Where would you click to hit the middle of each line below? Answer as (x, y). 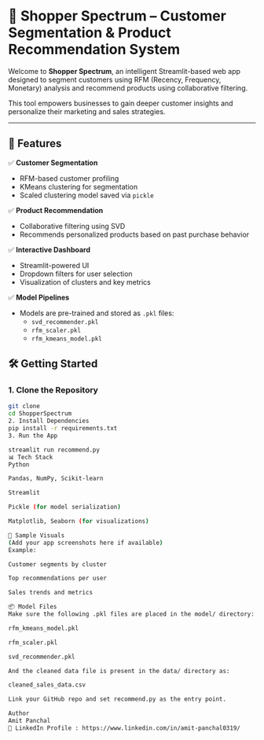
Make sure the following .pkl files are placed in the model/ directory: (132, 614)
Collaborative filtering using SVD (72, 226)
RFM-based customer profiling (69, 178)
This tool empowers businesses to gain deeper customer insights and (121, 103)
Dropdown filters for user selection (76, 274)
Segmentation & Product (90, 33)
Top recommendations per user (58, 578)
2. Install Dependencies (49, 421)
